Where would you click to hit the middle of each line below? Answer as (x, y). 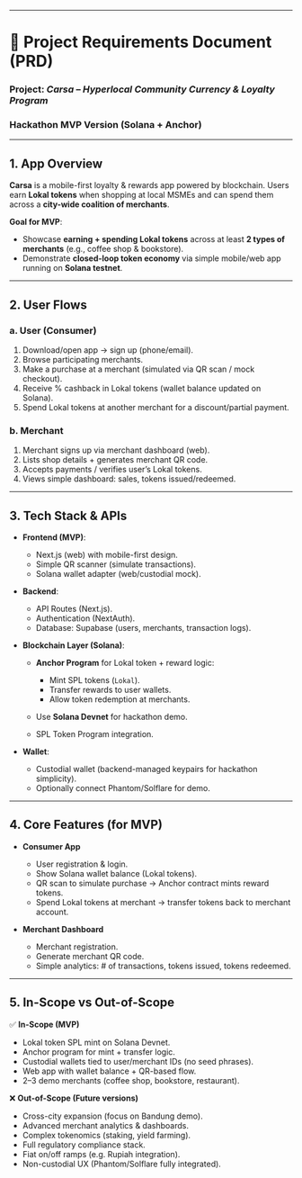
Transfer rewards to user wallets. (110, 690)
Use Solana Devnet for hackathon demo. (112, 717)
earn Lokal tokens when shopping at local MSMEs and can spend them (142, 195)
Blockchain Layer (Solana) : (73, 645)
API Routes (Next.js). (74, 609)
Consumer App (51, 846)
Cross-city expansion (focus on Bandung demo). (113, 1116)
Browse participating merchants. (83, 359)
